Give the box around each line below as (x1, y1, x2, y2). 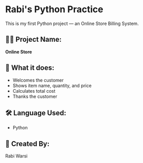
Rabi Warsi (5, 153, 28, 159)
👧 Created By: (5, 139, 50, 148)
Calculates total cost (12, 88, 56, 94)
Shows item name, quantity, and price (12, 83, 92, 89)
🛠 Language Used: (5, 108, 66, 117)
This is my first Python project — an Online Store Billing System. (5, 20, 139, 26)
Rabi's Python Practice (5, 4, 103, 15)
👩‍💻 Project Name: (5, 35, 62, 44)
